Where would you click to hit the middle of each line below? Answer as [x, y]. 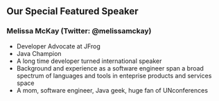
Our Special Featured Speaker [72, 11]
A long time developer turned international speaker [89, 61]
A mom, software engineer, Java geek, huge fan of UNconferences [112, 90]
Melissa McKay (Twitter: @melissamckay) [79, 31]
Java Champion [39, 53]
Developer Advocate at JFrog [59, 46]
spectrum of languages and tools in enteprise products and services [114, 75]
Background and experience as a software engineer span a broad [110, 68]
